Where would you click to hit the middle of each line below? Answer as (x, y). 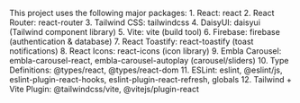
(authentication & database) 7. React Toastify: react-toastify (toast (132, 41)
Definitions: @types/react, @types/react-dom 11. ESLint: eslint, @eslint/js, (146, 70)
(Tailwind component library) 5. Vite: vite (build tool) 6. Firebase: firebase (145, 32)
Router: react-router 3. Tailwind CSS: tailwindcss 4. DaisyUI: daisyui (135, 22)
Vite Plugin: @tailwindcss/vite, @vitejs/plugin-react (105, 89)
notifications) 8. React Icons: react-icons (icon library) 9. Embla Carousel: (145, 51)
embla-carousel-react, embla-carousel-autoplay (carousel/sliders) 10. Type (149, 60)
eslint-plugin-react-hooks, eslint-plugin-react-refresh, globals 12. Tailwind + (151, 79)
